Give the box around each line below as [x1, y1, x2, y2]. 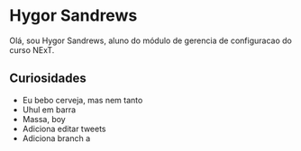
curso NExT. [9, 44, 55, 55]
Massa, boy [22, 113, 66, 124]
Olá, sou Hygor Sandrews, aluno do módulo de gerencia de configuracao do [9, 35, 293, 46]
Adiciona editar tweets [22, 123, 106, 134]
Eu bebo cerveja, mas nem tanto [22, 94, 143, 105]
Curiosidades [9, 71, 87, 86]
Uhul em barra [22, 104, 77, 115]
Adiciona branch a [22, 132, 91, 144]
